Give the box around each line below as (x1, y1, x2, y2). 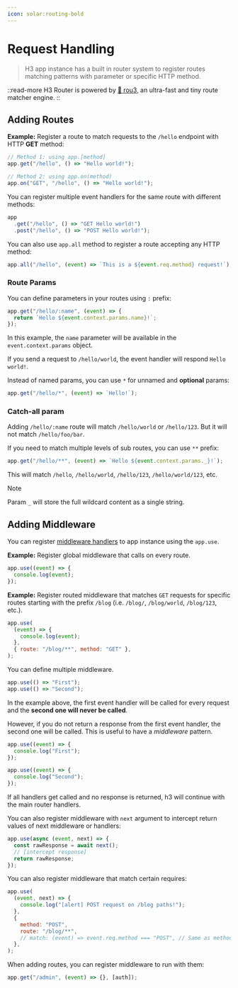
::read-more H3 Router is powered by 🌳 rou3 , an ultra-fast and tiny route (7, 86, 218, 94)
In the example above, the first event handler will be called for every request (7, 698, 229, 707)
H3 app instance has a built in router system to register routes (24, 64, 205, 73)
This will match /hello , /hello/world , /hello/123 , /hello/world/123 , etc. (7, 471, 217, 479)
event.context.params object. (7, 341, 93, 349)
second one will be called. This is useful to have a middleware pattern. (7, 727, 213, 736)
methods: (7, 200, 35, 208)
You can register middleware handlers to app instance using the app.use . (7, 537, 220, 546)
